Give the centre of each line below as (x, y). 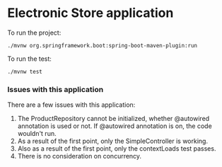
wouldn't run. (37, 134)
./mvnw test (25, 71)
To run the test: (29, 59)
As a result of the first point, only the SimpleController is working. (113, 141)
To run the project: (34, 33)
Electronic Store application (90, 13)
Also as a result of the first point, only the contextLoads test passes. (117, 149)
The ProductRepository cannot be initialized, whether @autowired (113, 119)
